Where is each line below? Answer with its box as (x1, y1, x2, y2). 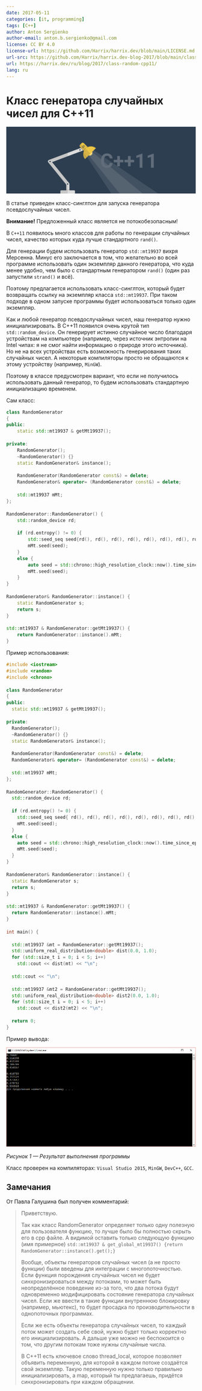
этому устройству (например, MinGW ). (6, 360, 102, 368)
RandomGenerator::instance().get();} (20, 1248, 116, 1255)
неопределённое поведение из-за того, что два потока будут (20, 1284, 179, 1291)
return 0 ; (11, 1018, 36, 1024)
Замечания (6, 1182, 51, 1192)
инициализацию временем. (6, 385, 77, 392)
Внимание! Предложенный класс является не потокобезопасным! (6, 217, 179, 224)
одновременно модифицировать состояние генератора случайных (20, 1291, 194, 1298)
